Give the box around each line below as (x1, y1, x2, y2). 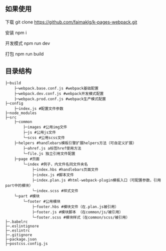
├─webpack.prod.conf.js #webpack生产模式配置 (14, 96, 106, 101)
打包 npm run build (5, 50, 44, 56)
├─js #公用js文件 (23, 129, 56, 135)
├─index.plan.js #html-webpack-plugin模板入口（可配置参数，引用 (31, 177, 161, 182)
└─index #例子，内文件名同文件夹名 (23, 161, 88, 166)
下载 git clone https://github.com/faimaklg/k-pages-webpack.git (5, 19, 137, 25)
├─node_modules (5, 110, 37, 115)
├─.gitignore (5, 232, 32, 237)
